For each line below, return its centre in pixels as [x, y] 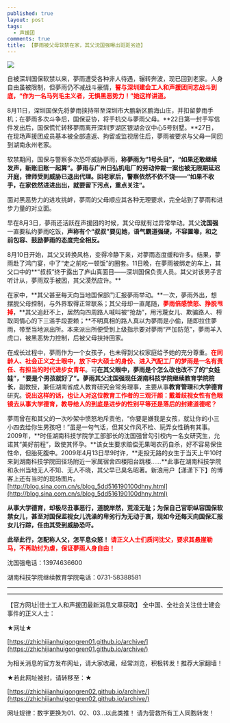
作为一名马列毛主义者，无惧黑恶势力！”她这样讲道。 [96, 96]
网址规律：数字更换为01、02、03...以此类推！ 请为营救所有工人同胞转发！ [111, 713]
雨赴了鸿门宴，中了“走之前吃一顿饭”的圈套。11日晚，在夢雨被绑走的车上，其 [114, 263]
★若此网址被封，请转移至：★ [50, 678]
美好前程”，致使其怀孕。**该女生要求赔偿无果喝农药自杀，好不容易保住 [122, 444]
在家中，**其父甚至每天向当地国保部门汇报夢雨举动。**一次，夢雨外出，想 [112, 295]
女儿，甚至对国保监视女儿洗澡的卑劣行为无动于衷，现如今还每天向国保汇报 [118, 516]
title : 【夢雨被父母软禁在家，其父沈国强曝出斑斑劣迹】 [76, 45]
